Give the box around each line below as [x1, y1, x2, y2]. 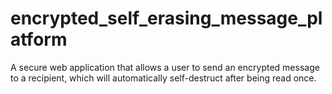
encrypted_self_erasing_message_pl [10, 7, 323, 30]
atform [10, 28, 68, 51]
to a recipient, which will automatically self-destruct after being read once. [10, 72, 317, 84]
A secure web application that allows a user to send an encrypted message [10, 61, 320, 73]
